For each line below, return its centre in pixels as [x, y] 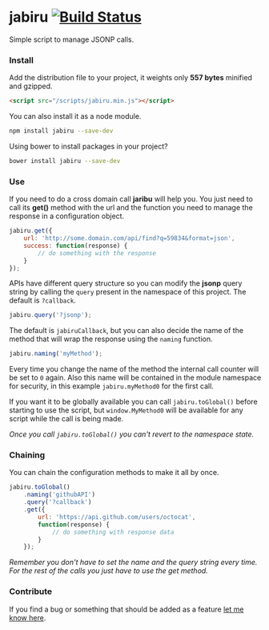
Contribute [31, 591]
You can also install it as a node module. [75, 116]
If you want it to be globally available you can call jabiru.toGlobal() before [134, 402]
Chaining [27, 455]
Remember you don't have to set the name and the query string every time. [133, 563]
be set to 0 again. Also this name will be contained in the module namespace [135, 378]
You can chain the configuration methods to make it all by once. [114, 473]
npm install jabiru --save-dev [61, 131]
